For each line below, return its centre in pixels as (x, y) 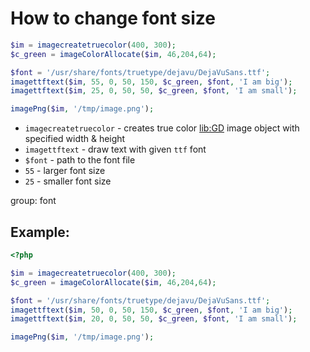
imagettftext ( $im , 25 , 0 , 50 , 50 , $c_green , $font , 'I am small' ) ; (154, 91)
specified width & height (75, 139)
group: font (33, 201)
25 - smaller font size (68, 181)
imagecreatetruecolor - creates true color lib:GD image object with (162, 128)
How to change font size (113, 18)
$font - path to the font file (80, 160)
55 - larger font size (65, 171)
